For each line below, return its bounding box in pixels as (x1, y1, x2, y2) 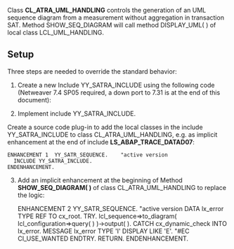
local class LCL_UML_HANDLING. (7, 28, 104, 36)
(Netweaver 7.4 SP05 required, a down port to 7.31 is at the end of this (17, 88, 221, 97)
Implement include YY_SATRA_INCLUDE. (17, 109, 136, 118)
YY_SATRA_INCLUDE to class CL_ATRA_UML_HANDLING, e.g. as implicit (7, 130, 218, 139)
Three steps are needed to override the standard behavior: (7, 67, 177, 76)
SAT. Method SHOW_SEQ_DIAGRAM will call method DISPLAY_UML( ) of (7, 21, 216, 29)
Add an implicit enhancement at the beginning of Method (17, 175, 183, 184)
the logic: (17, 191, 45, 199)
